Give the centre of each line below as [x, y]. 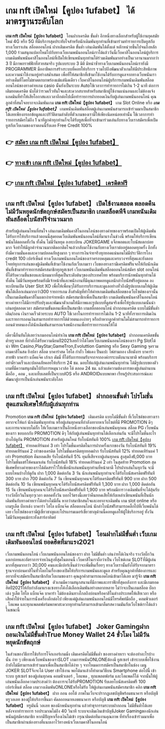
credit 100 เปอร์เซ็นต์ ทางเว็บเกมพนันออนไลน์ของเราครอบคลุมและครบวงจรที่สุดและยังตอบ [79, 258]
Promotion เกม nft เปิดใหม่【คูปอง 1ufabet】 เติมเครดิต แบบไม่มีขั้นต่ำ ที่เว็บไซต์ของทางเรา [82, 417]
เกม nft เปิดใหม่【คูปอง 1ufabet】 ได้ [70, 11]
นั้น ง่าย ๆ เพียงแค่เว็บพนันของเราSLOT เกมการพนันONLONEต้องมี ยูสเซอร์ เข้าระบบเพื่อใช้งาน [82, 660]
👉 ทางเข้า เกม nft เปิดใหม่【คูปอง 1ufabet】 [64, 163]
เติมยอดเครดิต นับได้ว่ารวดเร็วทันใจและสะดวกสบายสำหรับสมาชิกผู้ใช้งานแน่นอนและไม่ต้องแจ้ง [80, 91]
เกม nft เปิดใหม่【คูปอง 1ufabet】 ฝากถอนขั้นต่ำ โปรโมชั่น [79, 396]
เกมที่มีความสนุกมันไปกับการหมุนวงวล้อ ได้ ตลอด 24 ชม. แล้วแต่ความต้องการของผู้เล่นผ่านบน [81, 368]
